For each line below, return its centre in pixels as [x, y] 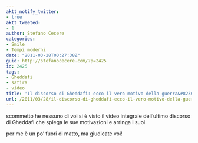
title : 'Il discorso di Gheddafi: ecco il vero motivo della [83, 94]
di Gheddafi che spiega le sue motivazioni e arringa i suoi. [76, 122]
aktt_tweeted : [24, 22]
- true [14, 17]
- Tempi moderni [26, 50]
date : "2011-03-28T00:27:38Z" [43, 55]
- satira [17, 83]
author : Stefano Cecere [35, 34]
